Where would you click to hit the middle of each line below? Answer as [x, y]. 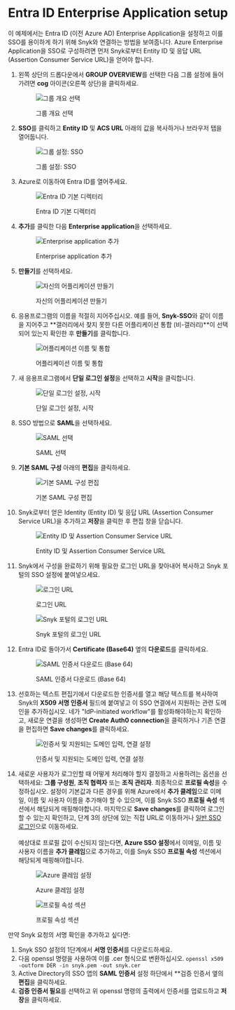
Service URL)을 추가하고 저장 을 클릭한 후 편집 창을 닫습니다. [100, 521]
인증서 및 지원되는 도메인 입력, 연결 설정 [90, 759]
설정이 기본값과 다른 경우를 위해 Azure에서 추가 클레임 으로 [129, 791]
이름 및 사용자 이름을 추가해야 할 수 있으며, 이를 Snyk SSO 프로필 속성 [122, 800]
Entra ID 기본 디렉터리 [66, 211]
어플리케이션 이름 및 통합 [69, 363]
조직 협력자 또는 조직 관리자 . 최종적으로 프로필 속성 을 [149, 782]
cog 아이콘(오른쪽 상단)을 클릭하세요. [88, 83]
